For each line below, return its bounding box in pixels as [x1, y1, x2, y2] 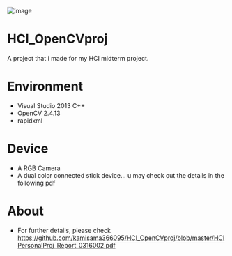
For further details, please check [17, 226, 111, 234]
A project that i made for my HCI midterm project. [7, 54, 149, 62]
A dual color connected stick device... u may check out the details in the [17, 171, 225, 179]
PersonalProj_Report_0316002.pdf [17, 241, 116, 249]
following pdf [17, 179, 56, 187]
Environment [7, 79, 84, 94]
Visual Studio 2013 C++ [17, 101, 86, 110]
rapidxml [17, 116, 43, 125]
